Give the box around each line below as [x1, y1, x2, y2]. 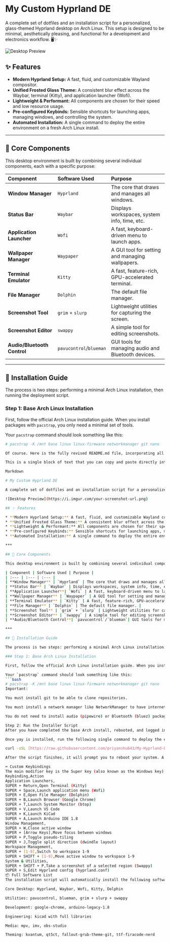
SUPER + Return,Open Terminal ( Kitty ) [5, 783, 87, 788]
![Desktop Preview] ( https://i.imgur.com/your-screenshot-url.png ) [5, 496, 148, 501]
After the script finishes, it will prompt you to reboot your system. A [5, 755, 164, 760]
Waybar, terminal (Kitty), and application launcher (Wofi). [12, 92, 132, 98]
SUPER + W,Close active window [5, 825, 71, 830]
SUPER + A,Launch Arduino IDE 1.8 [5, 816, 78, 821]
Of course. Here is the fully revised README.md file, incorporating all [5, 451, 164, 456]
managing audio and [111, 344, 160, 351]
